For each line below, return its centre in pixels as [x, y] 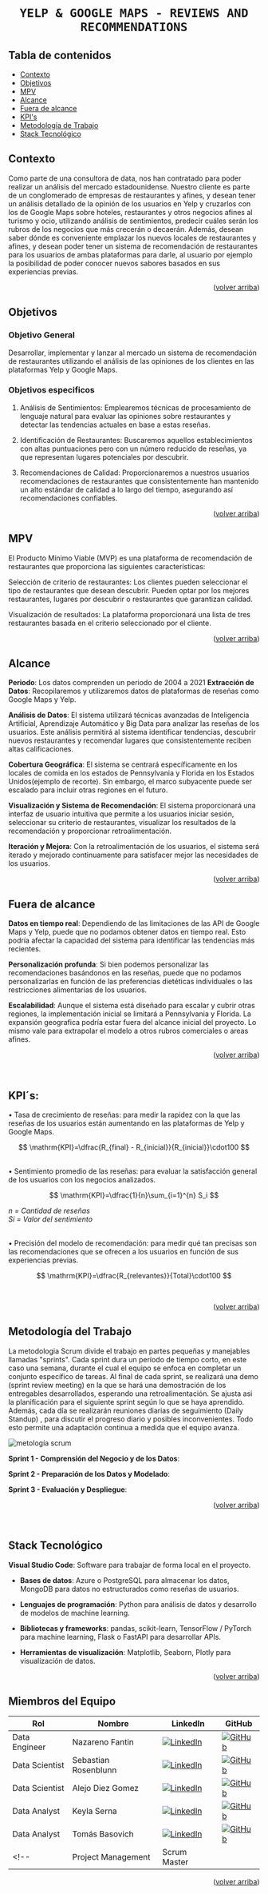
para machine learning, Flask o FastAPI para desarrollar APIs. [120, 1637]
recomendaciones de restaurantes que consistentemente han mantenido [139, 480]
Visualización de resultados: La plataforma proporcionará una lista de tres [130, 614]
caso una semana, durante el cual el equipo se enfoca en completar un [125, 1368]
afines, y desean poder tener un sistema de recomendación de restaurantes [133, 246]
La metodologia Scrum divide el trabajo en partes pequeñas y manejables [129, 1351]
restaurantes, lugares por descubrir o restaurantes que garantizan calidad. [130, 599]
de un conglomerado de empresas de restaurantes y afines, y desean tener [132, 195]
